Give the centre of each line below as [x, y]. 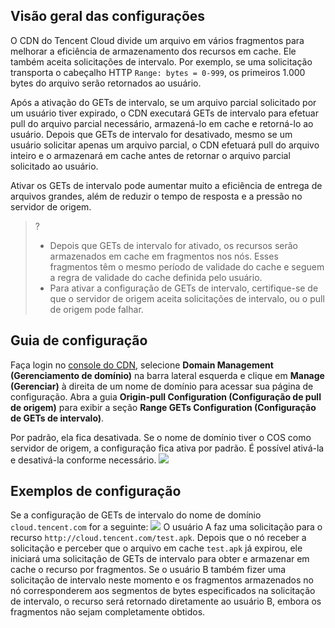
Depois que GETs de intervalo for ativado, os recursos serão [173, 245]
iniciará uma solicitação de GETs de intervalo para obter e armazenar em [160, 559]
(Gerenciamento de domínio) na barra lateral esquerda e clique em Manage [167, 375]
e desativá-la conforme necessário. [83, 460]
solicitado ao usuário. [54, 166]
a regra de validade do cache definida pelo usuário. [156, 277]
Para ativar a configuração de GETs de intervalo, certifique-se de [184, 288]
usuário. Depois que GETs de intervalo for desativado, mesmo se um [151, 134]
